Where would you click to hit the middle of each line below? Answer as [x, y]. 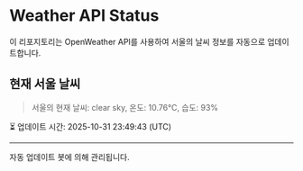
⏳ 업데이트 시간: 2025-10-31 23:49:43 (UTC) [91, 126]
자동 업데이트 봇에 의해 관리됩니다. [69, 157]
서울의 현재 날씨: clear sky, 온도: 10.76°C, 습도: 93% [125, 107]
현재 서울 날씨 [45, 84]
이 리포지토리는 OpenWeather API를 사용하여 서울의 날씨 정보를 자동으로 [138, 41]
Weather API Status [84, 16]
